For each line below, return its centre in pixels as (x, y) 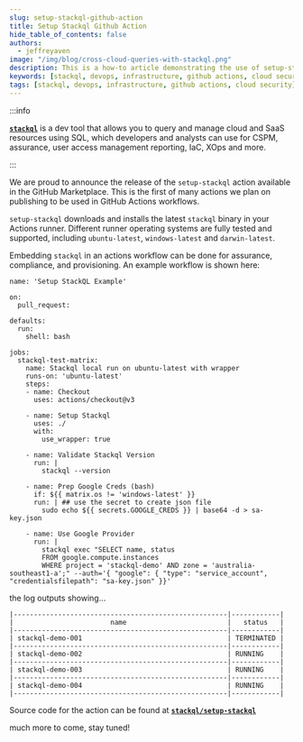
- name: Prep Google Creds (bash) (90, 486)
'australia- (233, 565)
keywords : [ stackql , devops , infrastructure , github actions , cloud (141, 77)
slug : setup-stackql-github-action (76, 18)
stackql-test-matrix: (58, 360)
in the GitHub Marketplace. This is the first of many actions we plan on (140, 191)
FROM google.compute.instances (101, 557)
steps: (38, 384)
